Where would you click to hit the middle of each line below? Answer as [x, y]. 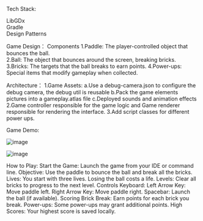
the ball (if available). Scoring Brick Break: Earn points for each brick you [98, 198]
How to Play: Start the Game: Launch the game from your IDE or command [100, 166]
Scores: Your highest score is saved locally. [61, 211]
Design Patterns [27, 34]
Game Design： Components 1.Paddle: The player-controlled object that [97, 46]
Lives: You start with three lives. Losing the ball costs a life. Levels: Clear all [102, 179]
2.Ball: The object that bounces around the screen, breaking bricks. [91, 60]
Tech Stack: [21, 9]
